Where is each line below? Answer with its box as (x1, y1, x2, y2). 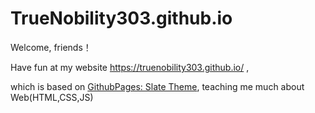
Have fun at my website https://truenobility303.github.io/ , (10, 61, 250, 73)
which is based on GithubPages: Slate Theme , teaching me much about (10, 80, 305, 92)
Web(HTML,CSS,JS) (10, 91, 94, 103)
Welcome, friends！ (10, 41, 92, 53)
